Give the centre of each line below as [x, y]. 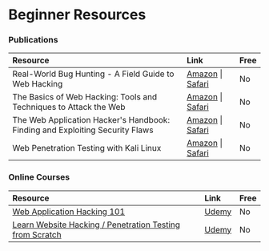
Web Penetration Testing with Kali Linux [87, 148]
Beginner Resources [77, 15]
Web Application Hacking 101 [69, 212]
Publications [33, 40]
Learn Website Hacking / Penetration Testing [96, 225]
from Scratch [37, 234]
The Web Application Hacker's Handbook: [91, 120]
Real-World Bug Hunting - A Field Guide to [93, 74]
